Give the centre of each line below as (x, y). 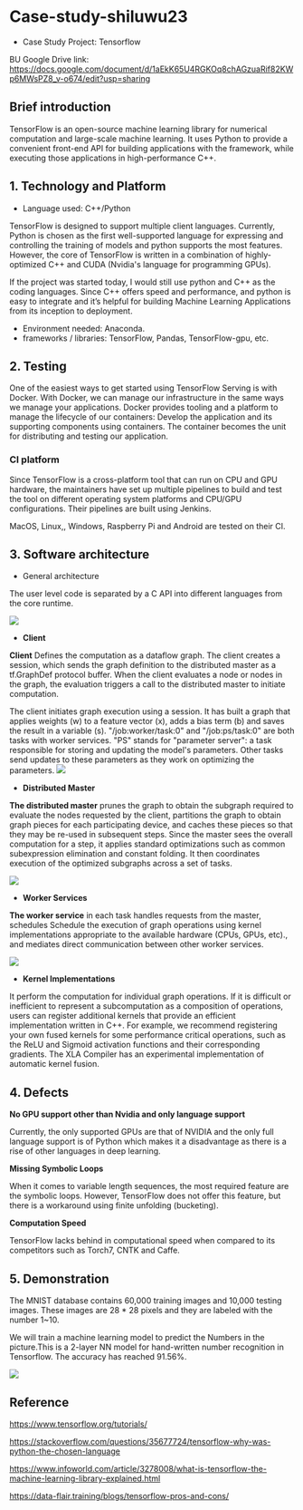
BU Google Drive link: (49, 59)
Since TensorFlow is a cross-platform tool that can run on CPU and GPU (144, 479)
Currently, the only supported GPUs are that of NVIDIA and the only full (142, 1132)
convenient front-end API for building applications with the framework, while (151, 148)
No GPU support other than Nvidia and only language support (128, 1114)
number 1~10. (34, 1320)
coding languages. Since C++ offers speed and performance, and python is (150, 291)
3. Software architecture (80, 555)
